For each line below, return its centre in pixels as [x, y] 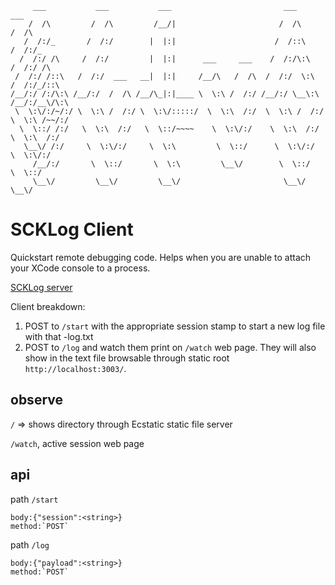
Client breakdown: [48, 306]
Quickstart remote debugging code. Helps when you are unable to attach [161, 257]
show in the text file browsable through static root [127, 358]
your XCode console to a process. [80, 268]
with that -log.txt [59, 336]
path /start [34, 499]
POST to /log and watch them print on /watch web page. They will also [170, 347]
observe [36, 400]
